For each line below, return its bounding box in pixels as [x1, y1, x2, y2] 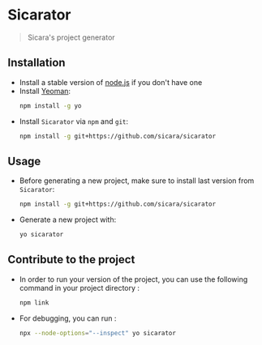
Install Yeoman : [19, 86, 71, 96]
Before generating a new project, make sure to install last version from [19, 176, 255, 185]
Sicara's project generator [27, 32, 115, 42]
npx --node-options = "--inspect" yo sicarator [19, 329, 176, 337]
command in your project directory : [19, 283, 140, 292]
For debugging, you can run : [19, 313, 117, 323]
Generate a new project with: [19, 215, 117, 224]
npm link [19, 298, 49, 307]
